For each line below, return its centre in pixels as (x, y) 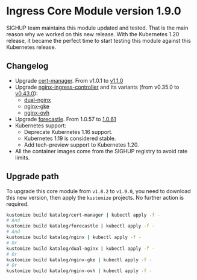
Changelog (27, 66)
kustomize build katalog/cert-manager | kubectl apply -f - (83, 215)
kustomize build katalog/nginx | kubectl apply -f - (74, 237)
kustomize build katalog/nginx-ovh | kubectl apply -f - (79, 271)
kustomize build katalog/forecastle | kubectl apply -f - (80, 226)
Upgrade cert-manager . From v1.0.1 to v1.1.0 (69, 80)
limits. (22, 157)
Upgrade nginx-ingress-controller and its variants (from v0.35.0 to (97, 87)
